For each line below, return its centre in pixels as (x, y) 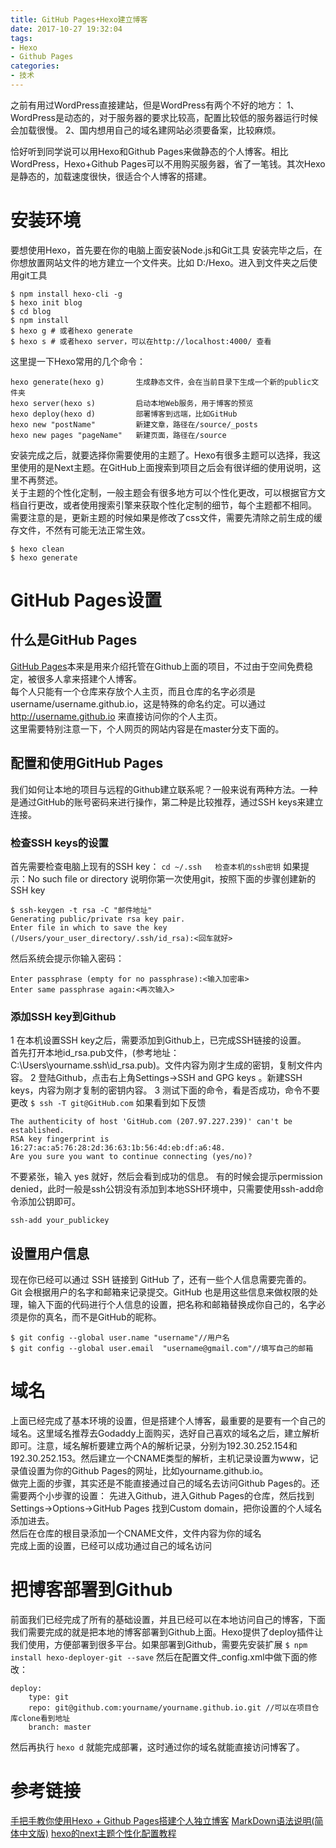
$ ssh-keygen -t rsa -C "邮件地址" (81, 910)
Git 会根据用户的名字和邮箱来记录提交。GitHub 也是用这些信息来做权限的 (160, 1292)
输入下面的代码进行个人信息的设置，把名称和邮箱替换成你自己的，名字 (172, 1305)
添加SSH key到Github (63, 1016)
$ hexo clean (37, 549)
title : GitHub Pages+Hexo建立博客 (79, 19)
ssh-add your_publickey (60, 1221)
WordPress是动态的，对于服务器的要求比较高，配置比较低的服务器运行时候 (164, 117)
